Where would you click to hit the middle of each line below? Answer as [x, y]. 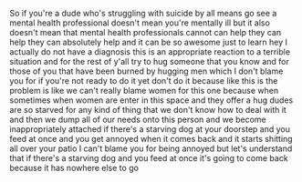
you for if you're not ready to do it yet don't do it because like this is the [144, 81]
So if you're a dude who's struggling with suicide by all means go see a [143, 13]
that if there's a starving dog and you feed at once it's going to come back [149, 158]
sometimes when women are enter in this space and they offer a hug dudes [151, 100]
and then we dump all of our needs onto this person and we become [138, 119]
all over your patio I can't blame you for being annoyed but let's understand [151, 148]
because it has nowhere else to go [74, 168]
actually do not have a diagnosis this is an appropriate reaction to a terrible [150, 52]
